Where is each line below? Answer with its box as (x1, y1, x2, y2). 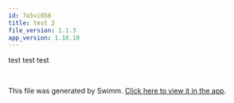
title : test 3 (8, 19, 56, 27)
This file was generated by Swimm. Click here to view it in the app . (8, 86, 227, 96)
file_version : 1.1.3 (8, 26, 77, 34)
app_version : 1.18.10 (8, 33, 80, 42)
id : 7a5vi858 (8, 11, 52, 20)
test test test (8, 55, 49, 65)
